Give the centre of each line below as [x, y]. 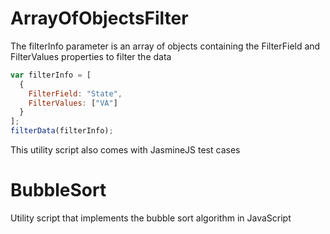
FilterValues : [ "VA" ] [73, 103]
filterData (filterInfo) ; [62, 131]
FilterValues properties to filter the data [91, 56]
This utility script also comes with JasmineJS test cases [125, 150]
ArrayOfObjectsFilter [99, 18]
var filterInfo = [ [51, 75]
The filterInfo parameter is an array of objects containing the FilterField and [165, 46]
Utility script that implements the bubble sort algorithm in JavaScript [151, 218]
